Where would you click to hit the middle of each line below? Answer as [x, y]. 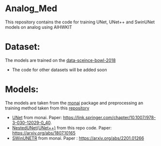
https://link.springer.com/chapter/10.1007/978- [109, 117]
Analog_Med [31, 9]
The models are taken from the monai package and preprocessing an [74, 103]
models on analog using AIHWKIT [39, 27]
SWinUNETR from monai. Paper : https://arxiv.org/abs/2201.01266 [78, 138]
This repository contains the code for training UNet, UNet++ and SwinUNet [80, 22]
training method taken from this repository [47, 108]
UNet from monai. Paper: [37, 117]
